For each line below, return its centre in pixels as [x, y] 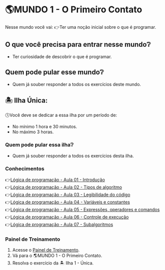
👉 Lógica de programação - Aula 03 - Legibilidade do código [68, 194]
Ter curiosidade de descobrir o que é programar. [62, 56]
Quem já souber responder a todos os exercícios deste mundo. [77, 84]
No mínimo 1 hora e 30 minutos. [45, 127]
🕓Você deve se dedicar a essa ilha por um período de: [61, 115]
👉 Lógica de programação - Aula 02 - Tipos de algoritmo [64, 187]
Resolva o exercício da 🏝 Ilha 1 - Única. [53, 263]
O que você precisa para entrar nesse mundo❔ [78, 45]
